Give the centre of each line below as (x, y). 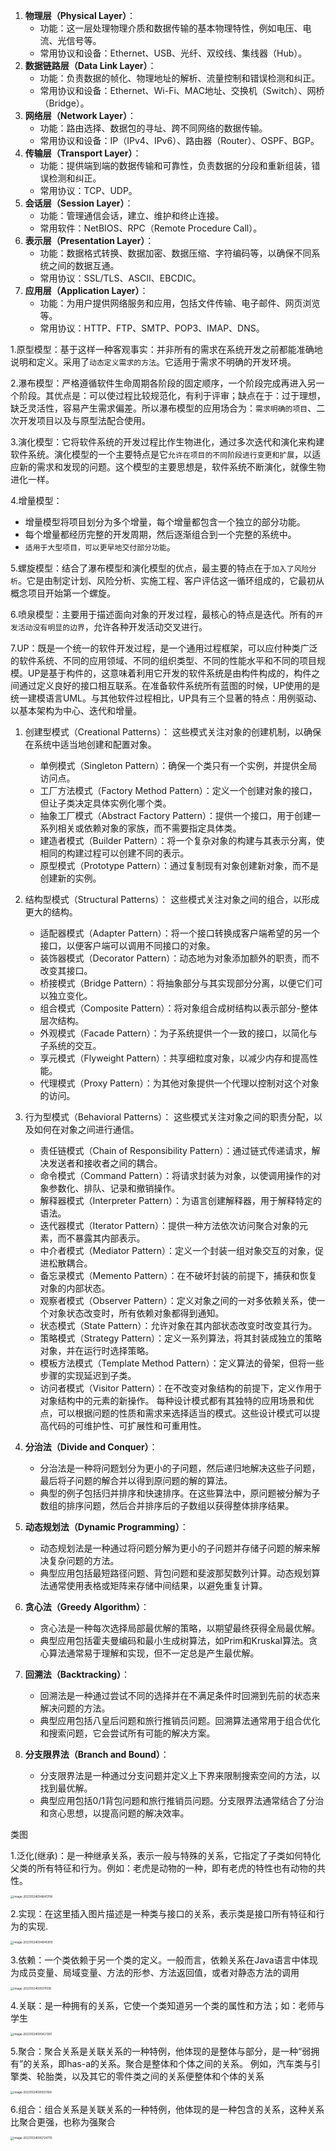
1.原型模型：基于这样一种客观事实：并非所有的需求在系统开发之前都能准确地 (166, 349)
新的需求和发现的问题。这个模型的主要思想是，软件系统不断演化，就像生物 (172, 467)
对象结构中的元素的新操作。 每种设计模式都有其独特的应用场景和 (172, 1400)
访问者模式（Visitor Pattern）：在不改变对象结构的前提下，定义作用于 (181, 1388)
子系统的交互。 (70, 1045)
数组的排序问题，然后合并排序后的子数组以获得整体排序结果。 (167, 1505)
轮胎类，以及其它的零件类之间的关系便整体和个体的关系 (150, 2076)
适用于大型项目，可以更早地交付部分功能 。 (100, 547)
